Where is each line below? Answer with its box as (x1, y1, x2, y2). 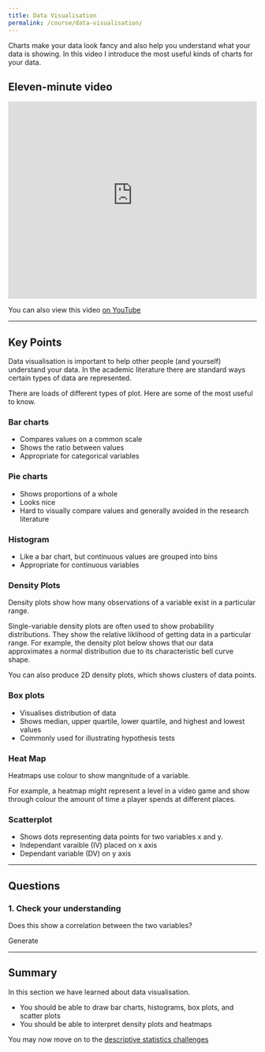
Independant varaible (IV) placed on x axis (19, 840, 158, 850)
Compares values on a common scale (19, 435, 143, 444)
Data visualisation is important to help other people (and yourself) (8, 357, 222, 366)
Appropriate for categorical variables (19, 451, 140, 461)
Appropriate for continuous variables (19, 560, 140, 570)
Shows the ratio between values (19, 443, 125, 452)
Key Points (8, 335, 62, 349)
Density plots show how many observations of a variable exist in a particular (8, 597, 256, 608)
